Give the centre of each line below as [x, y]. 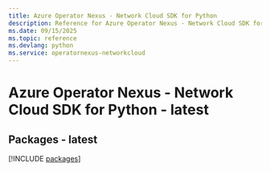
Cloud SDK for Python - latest [108, 110]
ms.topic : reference [43, 38]
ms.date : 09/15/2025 [43, 31]
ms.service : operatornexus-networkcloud [77, 53]
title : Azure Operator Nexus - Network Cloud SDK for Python [113, 16]
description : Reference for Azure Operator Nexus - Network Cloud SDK [129, 23]
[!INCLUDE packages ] [45, 159]
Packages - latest [53, 139]
